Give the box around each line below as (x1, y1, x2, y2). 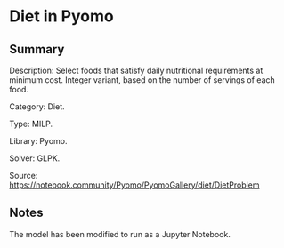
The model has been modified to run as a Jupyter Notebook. (9, 228, 231, 239)
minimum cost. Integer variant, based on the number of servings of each (9, 75, 276, 85)
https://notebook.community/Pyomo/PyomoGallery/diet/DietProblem (9, 180, 260, 190)
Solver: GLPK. (9, 153, 61, 164)
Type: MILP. (9, 118, 53, 129)
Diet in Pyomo (9, 6, 114, 27)
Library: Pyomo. (9, 136, 68, 146)
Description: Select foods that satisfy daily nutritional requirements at (9, 65, 264, 76)
